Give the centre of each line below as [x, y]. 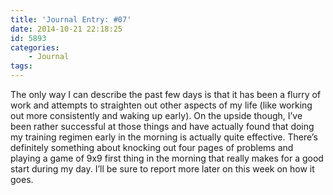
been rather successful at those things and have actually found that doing [162, 126]
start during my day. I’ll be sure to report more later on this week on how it [162, 169]
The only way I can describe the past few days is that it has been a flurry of [166, 94]
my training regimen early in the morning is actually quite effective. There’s [164, 137]
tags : [21, 66]
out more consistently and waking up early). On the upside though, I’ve [156, 115]
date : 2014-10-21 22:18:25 [66, 29]
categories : [35, 47]
